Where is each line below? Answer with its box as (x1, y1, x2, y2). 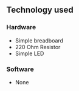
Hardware (6, 23, 36, 32)
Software (6, 65, 35, 73)
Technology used (6, 5, 74, 15)
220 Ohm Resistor (15, 43, 61, 50)
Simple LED (15, 50, 44, 57)
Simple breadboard (15, 36, 64, 44)
